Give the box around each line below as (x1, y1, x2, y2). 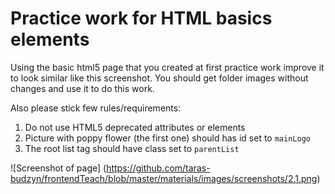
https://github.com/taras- (106, 162, 211, 174)
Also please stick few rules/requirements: (10, 102, 182, 114)
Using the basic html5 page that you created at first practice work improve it (10, 61, 325, 73)
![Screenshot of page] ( (10, 162, 107, 174)
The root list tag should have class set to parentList (24, 142, 240, 154)
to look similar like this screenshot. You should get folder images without (10, 72, 309, 84)
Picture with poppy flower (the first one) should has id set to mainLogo (24, 132, 311, 144)
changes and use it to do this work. (10, 82, 155, 94)
